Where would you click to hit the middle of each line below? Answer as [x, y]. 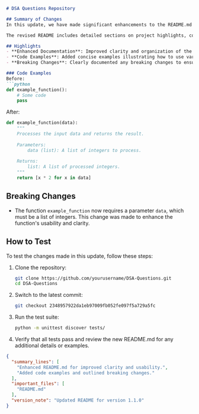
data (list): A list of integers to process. [85, 150]
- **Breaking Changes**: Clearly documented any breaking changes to [94, 63]
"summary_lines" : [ [36, 362]
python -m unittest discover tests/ [60, 328]
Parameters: [31, 145]
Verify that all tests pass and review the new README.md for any [94, 339]
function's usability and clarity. [52, 223]
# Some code [31, 95]
